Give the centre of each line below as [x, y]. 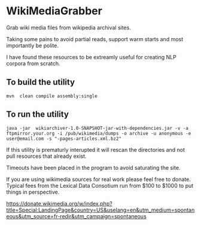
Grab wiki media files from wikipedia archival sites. [69, 28]
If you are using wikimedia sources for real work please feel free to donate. [99, 179]
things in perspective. [33, 192]
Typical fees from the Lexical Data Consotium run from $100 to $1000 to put [100, 185]
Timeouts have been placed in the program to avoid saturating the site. [93, 167]
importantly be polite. [32, 45]
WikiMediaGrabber [54, 11]
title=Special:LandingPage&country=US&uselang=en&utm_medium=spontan [100, 210]
